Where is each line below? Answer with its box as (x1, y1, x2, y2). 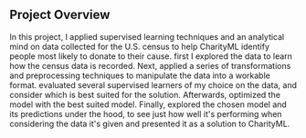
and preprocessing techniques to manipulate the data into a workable (9, 70, 271, 81)
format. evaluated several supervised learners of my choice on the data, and (9, 79, 298, 90)
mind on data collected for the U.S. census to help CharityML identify (9, 41, 270, 52)
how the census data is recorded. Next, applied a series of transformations (9, 60, 291, 71)
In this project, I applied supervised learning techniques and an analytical (9, 31, 285, 42)
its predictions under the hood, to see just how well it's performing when (9, 108, 282, 119)
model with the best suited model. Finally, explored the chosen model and (9, 99, 288, 110)
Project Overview (9, 7, 111, 23)
